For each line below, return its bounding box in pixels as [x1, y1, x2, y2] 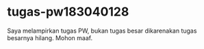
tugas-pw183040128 [7, 4, 129, 20]
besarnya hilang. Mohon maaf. [7, 33, 93, 42]
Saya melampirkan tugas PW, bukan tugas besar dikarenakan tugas [7, 27, 197, 35]
